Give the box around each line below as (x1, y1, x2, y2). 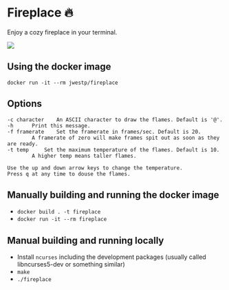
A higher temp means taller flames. (32, 152, 137, 159)
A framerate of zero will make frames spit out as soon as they (32, 134, 220, 141)
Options (7, 98, 43, 110)
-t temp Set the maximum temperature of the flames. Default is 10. (7, 146, 220, 153)
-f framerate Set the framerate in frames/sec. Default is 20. (7, 128, 201, 135)
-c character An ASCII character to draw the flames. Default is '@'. (7, 116, 223, 123)
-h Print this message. (7, 122, 91, 129)
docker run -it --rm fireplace (17, 216, 107, 223)
